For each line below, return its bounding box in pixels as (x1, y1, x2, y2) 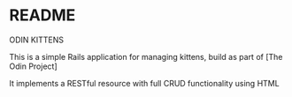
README (9, 5, 76, 26)
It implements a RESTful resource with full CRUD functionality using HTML (9, 78, 280, 88)
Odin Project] (9, 61, 58, 71)
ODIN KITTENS (9, 34, 65, 45)
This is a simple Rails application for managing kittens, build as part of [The (9, 51, 283, 62)
